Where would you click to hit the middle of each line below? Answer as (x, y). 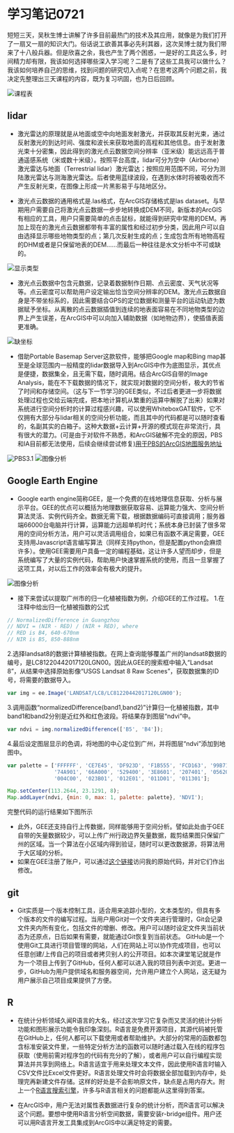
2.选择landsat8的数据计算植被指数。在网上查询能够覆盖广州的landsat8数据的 (117, 654)
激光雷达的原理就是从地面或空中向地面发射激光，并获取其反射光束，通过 (121, 133)
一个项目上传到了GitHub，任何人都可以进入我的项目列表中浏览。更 (119, 963)
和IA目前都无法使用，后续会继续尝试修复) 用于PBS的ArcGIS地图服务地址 (120, 444)
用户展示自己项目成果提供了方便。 (66, 980)
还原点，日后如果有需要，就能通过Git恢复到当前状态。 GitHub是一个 (127, 936)
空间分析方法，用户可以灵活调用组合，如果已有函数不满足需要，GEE (127, 533)
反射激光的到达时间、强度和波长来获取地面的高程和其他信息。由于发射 (118, 142)
